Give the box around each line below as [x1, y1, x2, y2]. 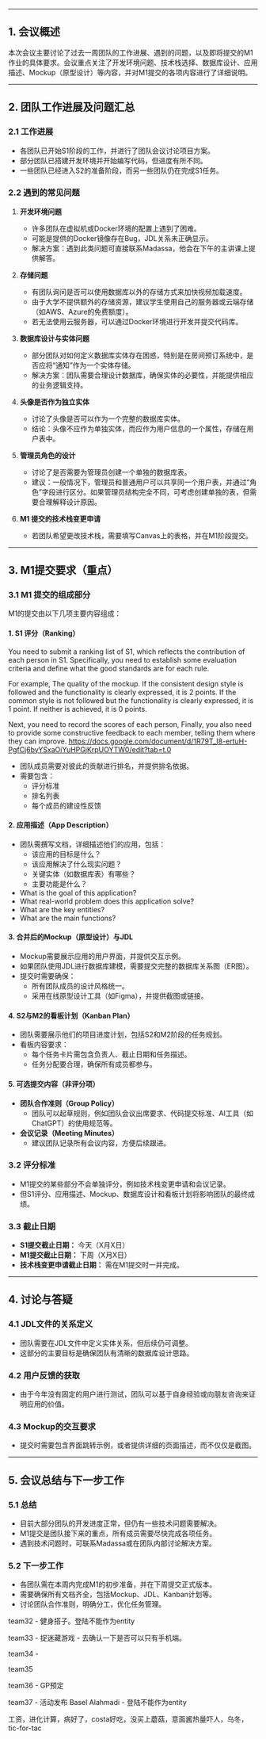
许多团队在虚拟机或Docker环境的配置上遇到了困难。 [31, 224, 201, 233]
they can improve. [8, 736, 67, 746]
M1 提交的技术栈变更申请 [19, 514, 101, 523]
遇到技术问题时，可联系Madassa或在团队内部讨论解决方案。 [19, 1538, 216, 1548]
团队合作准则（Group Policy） [19, 1099, 119, 1108]
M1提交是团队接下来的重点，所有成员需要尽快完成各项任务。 [19, 1529, 217, 1538]
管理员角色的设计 [19, 450, 76, 460]
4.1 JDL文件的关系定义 [8, 1319, 93, 1330]
